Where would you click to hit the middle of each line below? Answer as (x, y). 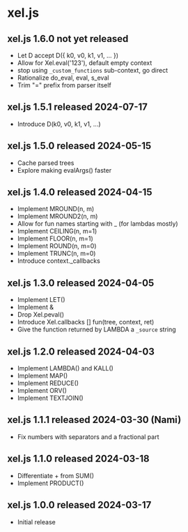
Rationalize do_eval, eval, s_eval (63, 78)
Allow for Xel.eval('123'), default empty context (85, 63)
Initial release (36, 522)
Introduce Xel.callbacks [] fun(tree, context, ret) (86, 322)
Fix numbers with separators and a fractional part (88, 437)
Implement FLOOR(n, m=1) (55, 238)
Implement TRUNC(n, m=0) (56, 254)
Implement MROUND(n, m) (56, 209)
